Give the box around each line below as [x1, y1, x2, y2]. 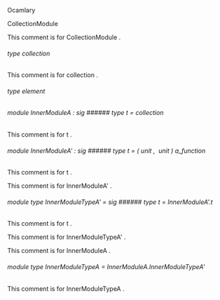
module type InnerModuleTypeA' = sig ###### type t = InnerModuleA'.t [7, 198, 213, 206]
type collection [7, 49, 50, 57]
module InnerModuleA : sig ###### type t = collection [7, 109, 164, 117]
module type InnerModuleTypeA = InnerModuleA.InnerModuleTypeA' [7, 263, 205, 271]
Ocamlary [7, 6, 36, 14]
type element [7, 87, 46, 95]
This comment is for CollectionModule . [7, 33, 121, 41]
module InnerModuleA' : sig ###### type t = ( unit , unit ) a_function [7, 146, 206, 155]
